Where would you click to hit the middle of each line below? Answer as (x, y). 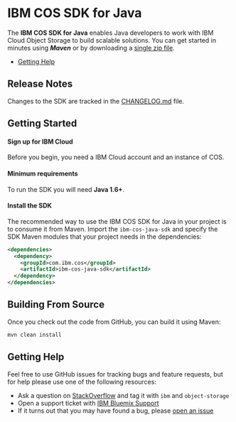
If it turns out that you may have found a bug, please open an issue (116, 411)
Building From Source (56, 304)
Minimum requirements (43, 173)
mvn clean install (34, 335)
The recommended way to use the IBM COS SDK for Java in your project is (117, 221)
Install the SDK (29, 206)
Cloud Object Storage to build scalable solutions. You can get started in (112, 40)
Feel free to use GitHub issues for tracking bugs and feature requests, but (116, 374)
